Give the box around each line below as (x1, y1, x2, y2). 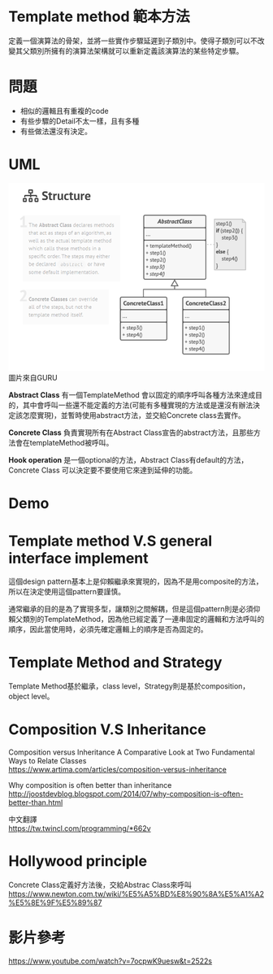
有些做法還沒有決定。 (19, 126, 92, 136)
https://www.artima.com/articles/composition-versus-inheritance (8, 765, 227, 775)
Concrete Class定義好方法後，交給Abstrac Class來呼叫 (8, 880, 193, 890)
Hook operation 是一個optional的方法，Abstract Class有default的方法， (8, 455, 249, 465)
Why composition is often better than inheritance (8, 781, 172, 790)
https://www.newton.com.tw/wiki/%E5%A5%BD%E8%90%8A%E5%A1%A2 (8, 889, 265, 899)
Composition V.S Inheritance (8, 720, 206, 739)
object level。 (8, 692, 54, 702)
